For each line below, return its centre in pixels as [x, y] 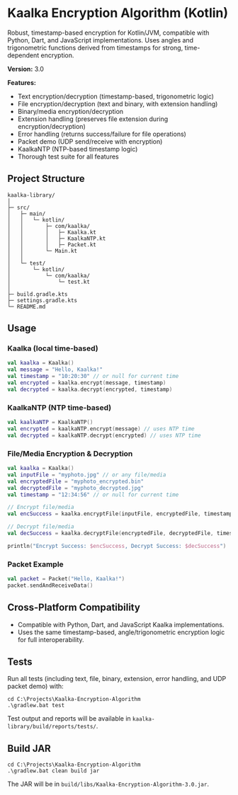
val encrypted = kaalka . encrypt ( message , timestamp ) [87, 383]
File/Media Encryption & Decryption [70, 453]
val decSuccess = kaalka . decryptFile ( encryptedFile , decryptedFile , [110, 533]
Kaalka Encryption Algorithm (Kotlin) [118, 13]
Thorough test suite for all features [68, 156]
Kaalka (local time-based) [53, 348]
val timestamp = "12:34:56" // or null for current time [93, 494]
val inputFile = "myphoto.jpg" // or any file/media [87, 475]
